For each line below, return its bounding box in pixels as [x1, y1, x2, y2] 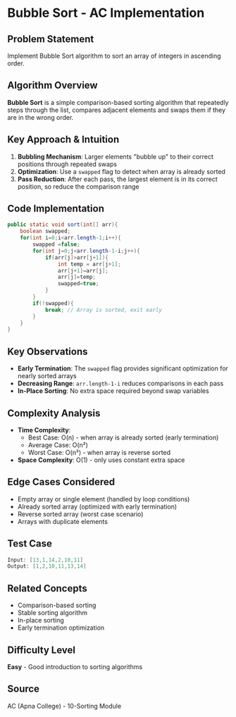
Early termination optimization [17, 623, 105, 632]
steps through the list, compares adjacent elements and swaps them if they [7, 106, 226, 114]
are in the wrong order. [7, 113, 74, 121]
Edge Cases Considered [7, 476, 115, 488]
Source [7, 683, 40, 695]
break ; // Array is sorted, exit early [44, 306, 162, 313]
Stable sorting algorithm [17, 609, 88, 617]
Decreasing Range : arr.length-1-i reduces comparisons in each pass [17, 379, 224, 388]
